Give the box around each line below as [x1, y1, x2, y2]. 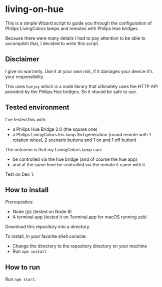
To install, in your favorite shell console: [5, 233, 87, 239]
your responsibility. [5, 74, 44, 80]
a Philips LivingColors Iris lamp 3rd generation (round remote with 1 [12, 131, 151, 137]
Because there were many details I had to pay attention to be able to [5, 35, 146, 41]
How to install [5, 185, 49, 194]
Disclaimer [5, 55, 39, 64]
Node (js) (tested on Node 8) [12, 209, 72, 215]
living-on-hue [5, 4, 64, 15]
